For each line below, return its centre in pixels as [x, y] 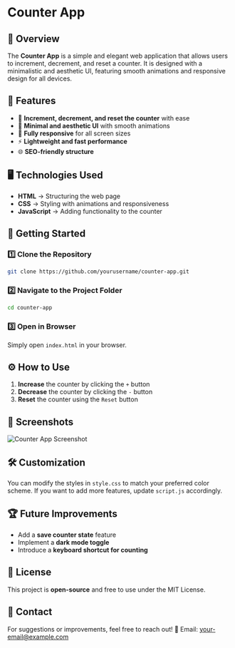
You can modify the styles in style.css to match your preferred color [109, 483]
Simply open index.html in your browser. [67, 345]
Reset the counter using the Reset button [78, 399]
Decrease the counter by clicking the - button [85, 392]
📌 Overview [33, 39]
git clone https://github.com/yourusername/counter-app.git [99, 272]
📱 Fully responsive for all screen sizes [74, 133]
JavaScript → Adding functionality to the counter [90, 211]
